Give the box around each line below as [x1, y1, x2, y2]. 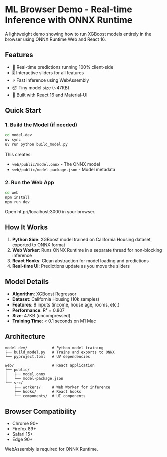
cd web [5, 190, 19, 195]
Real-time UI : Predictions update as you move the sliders [12, 263, 130, 269]
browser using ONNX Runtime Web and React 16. [5, 36, 106, 42]
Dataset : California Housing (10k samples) [12, 296, 100, 302]
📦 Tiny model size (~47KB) [12, 84, 70, 91]
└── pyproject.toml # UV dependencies [5, 354, 91, 359]
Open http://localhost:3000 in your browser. [5, 208, 96, 214]
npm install [5, 195, 30, 200]
